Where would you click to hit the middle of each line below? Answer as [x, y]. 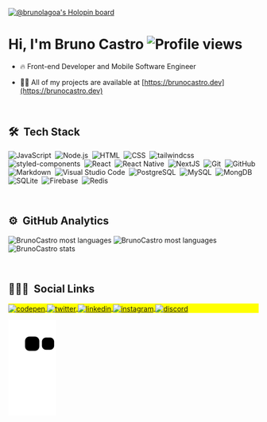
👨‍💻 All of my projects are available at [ [82, 82]
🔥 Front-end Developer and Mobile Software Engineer [108, 66]
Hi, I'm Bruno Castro [76, 45]
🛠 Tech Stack [44, 132]
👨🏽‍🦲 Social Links [52, 289]
